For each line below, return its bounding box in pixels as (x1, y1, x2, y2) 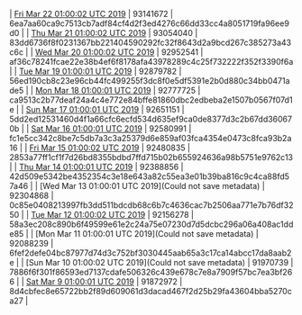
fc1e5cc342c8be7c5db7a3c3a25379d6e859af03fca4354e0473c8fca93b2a (9, 133, 292, 143)
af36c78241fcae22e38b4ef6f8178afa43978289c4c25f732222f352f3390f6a (9, 57, 294, 67)
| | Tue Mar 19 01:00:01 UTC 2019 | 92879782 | (9, 66, 182, 76)
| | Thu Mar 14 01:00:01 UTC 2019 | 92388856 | (9, 162, 184, 172)
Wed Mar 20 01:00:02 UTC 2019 (34, 47, 155, 58)
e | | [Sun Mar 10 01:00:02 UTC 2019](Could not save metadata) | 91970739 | (9, 257, 294, 267)
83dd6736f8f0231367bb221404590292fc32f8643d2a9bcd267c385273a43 (9, 37, 291, 48)
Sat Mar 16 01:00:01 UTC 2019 (31, 123, 142, 134)
